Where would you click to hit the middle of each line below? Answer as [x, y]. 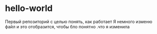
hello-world [29, 8]
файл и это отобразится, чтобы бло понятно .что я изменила [67, 26]
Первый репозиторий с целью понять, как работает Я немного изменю [79, 22]
